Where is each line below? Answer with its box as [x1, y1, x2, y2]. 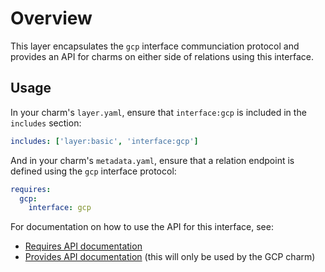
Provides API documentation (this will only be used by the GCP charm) [24, 251, 316, 263]
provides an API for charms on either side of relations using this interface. [10, 50, 314, 62]
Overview [10, 7, 93, 30]
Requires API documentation [24, 240, 143, 252]
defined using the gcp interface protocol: [10, 165, 177, 177]
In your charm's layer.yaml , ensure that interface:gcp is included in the [10, 106, 307, 118]
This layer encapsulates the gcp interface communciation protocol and [10, 40, 300, 52]
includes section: [10, 117, 82, 129]
